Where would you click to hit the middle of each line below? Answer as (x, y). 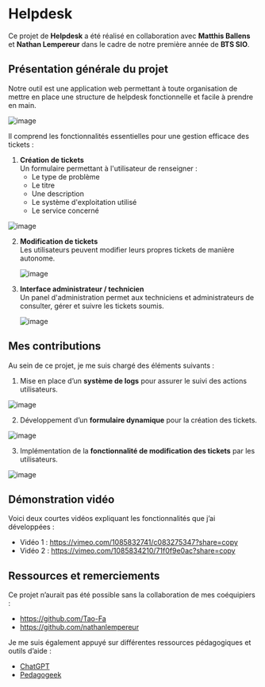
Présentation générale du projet (88, 69)
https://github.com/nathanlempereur (79, 627)
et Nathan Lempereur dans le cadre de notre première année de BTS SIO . (129, 44)
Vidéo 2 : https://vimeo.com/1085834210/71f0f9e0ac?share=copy (127, 551)
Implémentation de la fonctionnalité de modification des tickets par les (137, 450)
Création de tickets (52, 160)
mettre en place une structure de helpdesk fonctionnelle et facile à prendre (131, 97)
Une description (58, 193)
